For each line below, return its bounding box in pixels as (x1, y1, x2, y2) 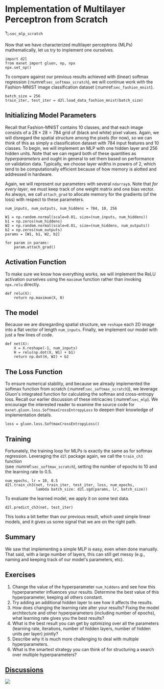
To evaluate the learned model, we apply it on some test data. (5, 496, 130, 501)
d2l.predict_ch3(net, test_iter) (5, 505, 73, 510)
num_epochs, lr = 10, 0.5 (5, 478, 58, 483)
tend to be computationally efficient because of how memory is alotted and (5, 166, 157, 172)
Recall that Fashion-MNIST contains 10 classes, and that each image (5, 124, 143, 130)
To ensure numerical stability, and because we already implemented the (5, 381, 150, 386)
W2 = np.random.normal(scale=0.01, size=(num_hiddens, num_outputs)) (5, 223, 150, 228)
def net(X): (5, 341, 29, 347)
